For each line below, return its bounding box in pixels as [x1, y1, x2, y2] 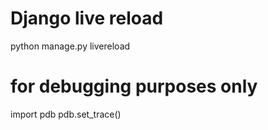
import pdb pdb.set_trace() [10, 108, 122, 120]
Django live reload [10, 7, 164, 30]
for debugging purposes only [10, 75, 258, 98]
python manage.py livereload [10, 40, 131, 52]
